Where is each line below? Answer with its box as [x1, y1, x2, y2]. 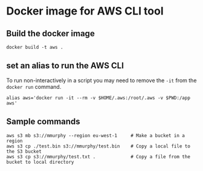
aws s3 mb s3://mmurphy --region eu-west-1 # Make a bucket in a [6, 132, 185, 138]
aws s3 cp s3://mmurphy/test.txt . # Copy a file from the [6, 153, 190, 160]
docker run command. [6, 83, 62, 90]
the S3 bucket [6, 148, 42, 155]
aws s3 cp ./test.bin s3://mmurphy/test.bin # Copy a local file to [6, 143, 190, 149]
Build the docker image [6, 28, 95, 39]
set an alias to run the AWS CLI [6, 60, 124, 71]
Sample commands [6, 117, 80, 127]
